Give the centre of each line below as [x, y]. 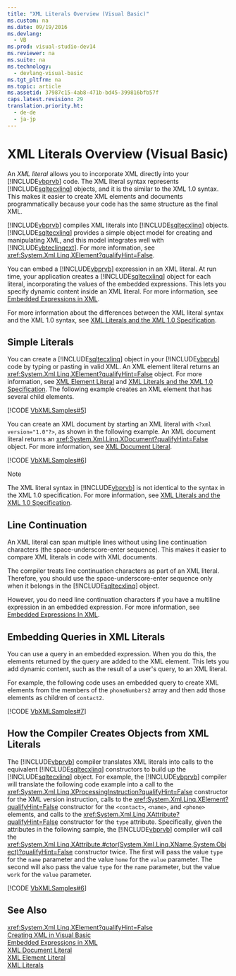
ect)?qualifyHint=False [40, 852]
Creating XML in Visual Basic [49, 935]
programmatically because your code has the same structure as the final [113, 204]
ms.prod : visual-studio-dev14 [52, 47]
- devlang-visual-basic [48, 73]
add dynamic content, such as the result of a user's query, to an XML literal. [117, 669]
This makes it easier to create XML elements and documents [95, 196]
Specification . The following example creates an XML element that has [110, 389]
